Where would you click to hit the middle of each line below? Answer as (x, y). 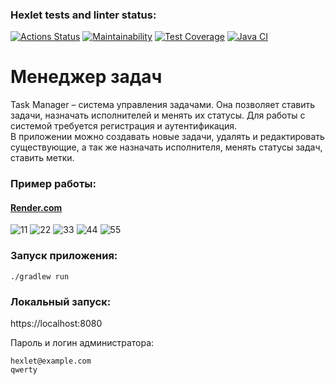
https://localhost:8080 (56, 323)
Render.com (36, 207)
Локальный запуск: (61, 301)
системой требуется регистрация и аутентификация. (124, 126)
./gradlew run (40, 276)
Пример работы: (53, 184)
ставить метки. (42, 158)
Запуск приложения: (64, 256)
